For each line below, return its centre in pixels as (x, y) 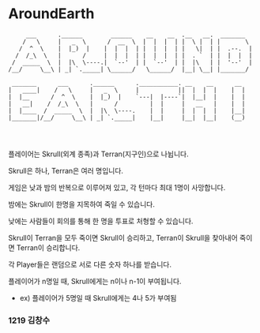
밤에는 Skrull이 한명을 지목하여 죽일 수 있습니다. (82, 204)
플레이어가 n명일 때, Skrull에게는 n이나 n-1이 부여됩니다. (95, 281)
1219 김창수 (29, 320)
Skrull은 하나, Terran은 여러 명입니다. (66, 170)
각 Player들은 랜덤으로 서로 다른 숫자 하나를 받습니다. (90, 264)
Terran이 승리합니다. (48, 247)
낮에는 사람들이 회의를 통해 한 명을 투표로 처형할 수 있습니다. (101, 221)
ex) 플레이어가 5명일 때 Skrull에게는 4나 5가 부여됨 (98, 297)
